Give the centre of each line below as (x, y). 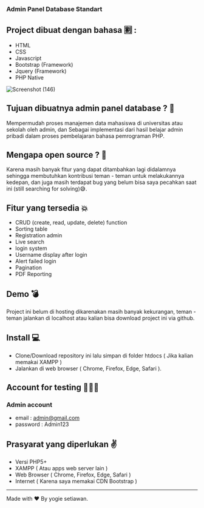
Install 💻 (23, 338)
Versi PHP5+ (31, 462)
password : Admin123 (42, 424)
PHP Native (29, 77)
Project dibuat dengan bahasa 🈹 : (71, 30)
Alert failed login (36, 261)
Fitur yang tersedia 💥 (47, 208)
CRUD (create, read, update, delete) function (71, 223)
